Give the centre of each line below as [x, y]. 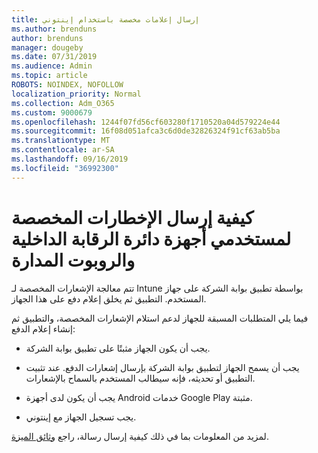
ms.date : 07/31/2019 [54, 57]
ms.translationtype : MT [61, 141]
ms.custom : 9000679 [52, 112]
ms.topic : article [49, 76]
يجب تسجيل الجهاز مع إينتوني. [81, 417]
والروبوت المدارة [73, 260]
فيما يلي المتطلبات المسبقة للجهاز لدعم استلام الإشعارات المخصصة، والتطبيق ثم [160, 318]
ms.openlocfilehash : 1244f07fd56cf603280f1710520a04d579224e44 [146, 122]
